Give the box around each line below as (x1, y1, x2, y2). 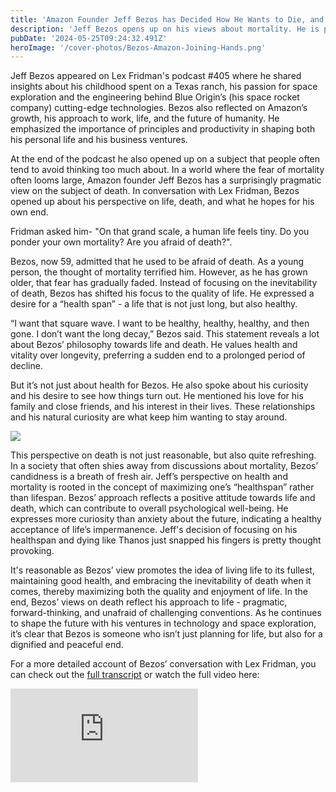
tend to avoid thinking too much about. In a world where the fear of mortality (10, 164, 325, 176)
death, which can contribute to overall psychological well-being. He (10, 502, 289, 515)
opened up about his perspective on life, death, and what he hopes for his (10, 196, 315, 208)
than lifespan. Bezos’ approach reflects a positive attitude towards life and (10, 492, 316, 504)
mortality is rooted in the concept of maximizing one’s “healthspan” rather (10, 481, 315, 493)
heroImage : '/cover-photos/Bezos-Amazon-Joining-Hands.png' (10, 42, 267, 53)
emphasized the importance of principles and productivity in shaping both (10, 123, 316, 135)
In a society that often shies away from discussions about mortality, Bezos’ (10, 460, 319, 472)
